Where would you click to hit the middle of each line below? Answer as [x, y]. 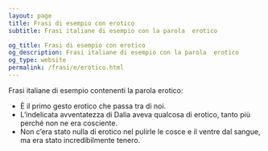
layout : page [30, 16]
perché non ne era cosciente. [69, 123]
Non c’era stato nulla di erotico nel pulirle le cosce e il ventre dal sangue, [140, 131]
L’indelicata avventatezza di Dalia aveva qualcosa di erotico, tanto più [135, 114]
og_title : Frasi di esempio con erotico [77, 45]
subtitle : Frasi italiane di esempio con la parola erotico [113, 31]
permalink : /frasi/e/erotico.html [66, 68]
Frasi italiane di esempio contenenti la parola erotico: [96, 90]
